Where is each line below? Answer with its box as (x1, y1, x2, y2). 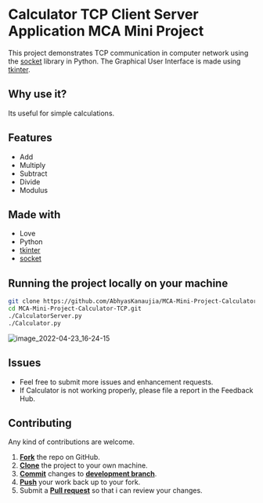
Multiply (19, 160, 46, 169)
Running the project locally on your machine (8, 276, 229, 290)
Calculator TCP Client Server (8, 5, 199, 24)
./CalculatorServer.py (8, 312, 82, 319)
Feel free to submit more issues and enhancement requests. (19, 377, 214, 386)
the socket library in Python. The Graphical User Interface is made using (8, 56, 241, 66)
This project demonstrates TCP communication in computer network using (8, 48, 249, 57)
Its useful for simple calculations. (8, 108, 115, 118)
